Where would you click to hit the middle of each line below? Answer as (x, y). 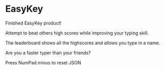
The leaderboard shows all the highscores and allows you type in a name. (83, 43)
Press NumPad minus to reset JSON (43, 62)
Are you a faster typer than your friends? (48, 53)
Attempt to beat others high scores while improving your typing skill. (77, 33)
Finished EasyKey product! (33, 23)
